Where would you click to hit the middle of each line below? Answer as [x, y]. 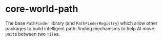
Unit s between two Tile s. [33, 34]
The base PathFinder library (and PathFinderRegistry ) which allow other [81, 23]
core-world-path [42, 9]
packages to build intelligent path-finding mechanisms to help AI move [80, 28]
